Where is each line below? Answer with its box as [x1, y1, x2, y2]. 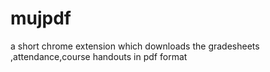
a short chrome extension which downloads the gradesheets [10, 40, 260, 52]
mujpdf [10, 7, 72, 30]
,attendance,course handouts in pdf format [10, 50, 188, 62]
